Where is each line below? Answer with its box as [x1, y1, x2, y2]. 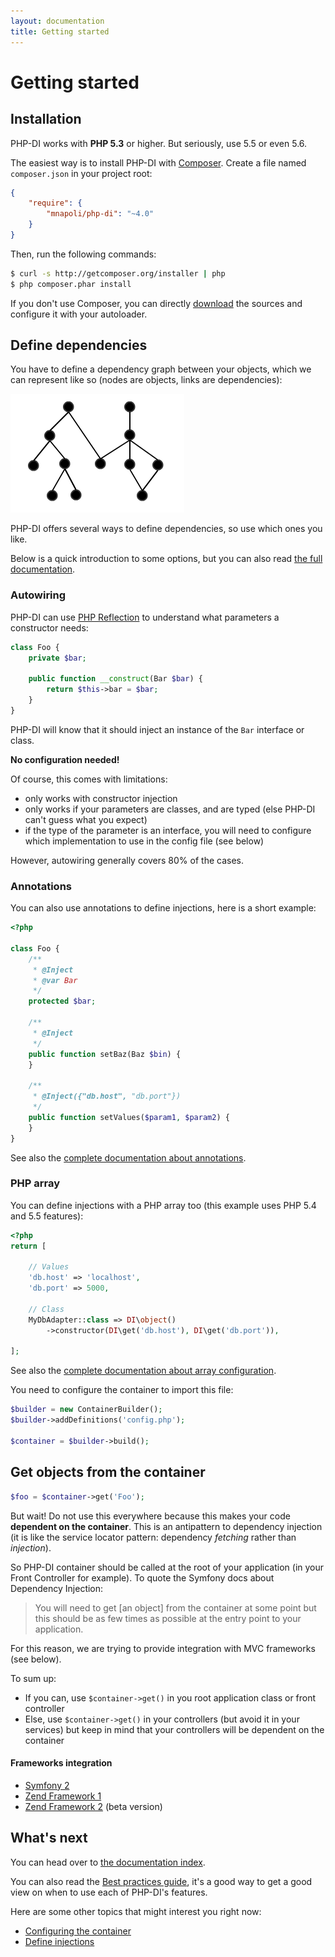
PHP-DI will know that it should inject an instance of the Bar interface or [10, 723, 305, 735]
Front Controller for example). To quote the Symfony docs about [10, 1571, 275, 1584]
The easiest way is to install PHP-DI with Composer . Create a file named [10, 156, 307, 169]
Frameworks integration [10, 1757, 113, 1769]
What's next [10, 1830, 88, 1847]
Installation [10, 111, 82, 128]
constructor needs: [10, 621, 89, 634]
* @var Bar [32, 975, 78, 985]
